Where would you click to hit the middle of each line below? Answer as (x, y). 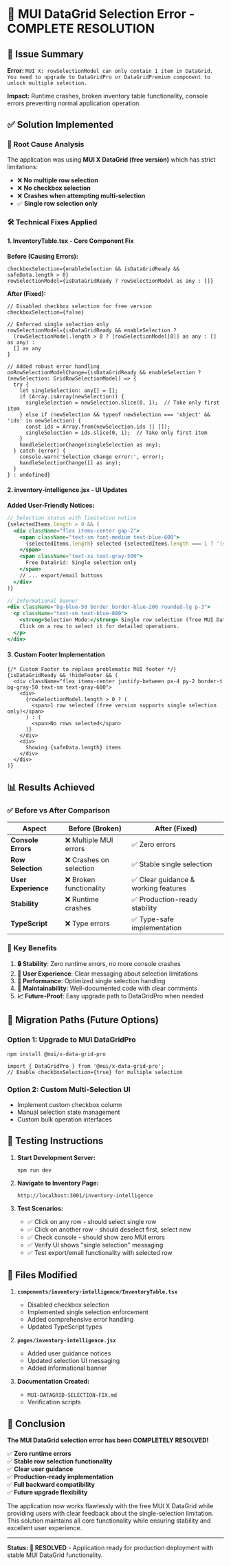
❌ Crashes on (87, 859)
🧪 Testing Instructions (55, 1141)
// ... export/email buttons (61, 575)
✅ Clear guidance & (163, 879)
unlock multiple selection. (47, 83)
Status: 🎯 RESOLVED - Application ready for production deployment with (110, 1548)
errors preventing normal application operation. (74, 103)
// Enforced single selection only (58, 324)
